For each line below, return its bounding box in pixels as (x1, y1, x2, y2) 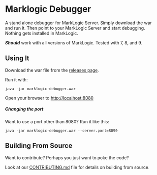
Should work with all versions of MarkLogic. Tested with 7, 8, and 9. (5, 39, 143, 45)
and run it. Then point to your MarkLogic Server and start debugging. (5, 25, 145, 31)
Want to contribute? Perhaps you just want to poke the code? (5, 154, 129, 161)
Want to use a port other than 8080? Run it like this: (5, 118, 110, 124)
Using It (5, 54, 30, 63)
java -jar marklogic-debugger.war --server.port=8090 (5, 128, 118, 133)
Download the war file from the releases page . (5, 67, 99, 73)
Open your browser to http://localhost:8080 (5, 95, 94, 101)
